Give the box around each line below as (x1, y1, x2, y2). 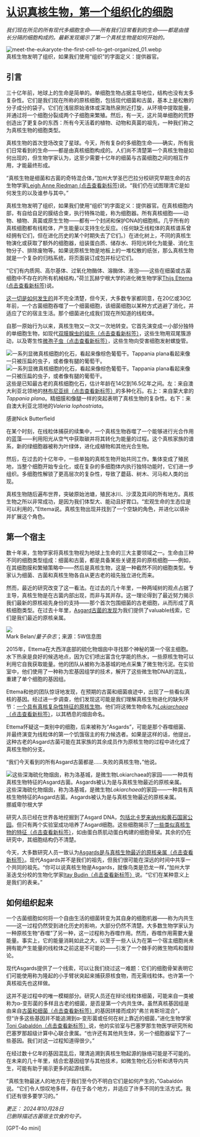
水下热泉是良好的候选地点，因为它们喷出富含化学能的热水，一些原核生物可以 (6, 653, 194, 660)
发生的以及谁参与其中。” (11, 189, 69, 196)
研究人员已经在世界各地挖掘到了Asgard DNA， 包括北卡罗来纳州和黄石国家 (6, 814, 188, 821)
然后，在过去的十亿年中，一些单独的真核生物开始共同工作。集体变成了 (6, 455, 179, 462)
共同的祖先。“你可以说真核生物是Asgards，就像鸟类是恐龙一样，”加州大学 (11, 863, 190, 870)
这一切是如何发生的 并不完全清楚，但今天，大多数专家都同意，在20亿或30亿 (6, 294, 192, 302)
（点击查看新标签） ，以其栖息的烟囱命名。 (6, 710, 108, 717)
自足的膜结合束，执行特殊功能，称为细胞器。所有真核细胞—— (32, 209, 183, 216)
